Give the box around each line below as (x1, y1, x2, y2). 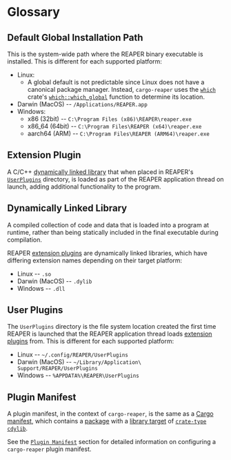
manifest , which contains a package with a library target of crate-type (7, 417, 207, 425)
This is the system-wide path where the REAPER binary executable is (7, 50, 203, 58)
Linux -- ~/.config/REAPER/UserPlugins (17, 350, 129, 359)
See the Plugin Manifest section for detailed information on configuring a (7, 438, 216, 446)
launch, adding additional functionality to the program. (7, 182, 161, 191)
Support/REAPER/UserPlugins (17, 365, 98, 372)
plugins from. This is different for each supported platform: (7, 337, 174, 345)
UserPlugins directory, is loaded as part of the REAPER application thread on (7, 175, 224, 183)
